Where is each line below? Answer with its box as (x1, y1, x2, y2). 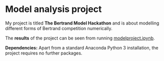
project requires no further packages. (5, 50, 82, 56)
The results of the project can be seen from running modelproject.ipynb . (5, 35, 155, 41)
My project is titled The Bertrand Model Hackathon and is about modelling (5, 20, 159, 26)
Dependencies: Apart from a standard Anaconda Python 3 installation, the (5, 44, 158, 50)
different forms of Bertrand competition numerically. (5, 25, 112, 31)
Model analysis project (5, 3, 102, 15)
